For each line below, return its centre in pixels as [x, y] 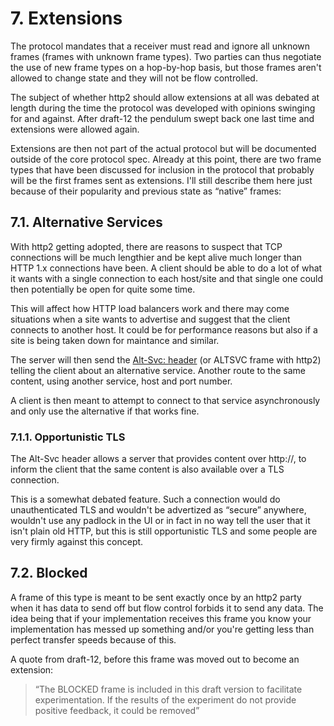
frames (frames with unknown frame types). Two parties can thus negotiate [166, 56]
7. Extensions [66, 18]
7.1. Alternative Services [86, 222]
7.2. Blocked [49, 573]
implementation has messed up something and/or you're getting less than [162, 629]
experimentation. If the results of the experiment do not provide [165, 699]
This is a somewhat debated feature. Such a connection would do [145, 499]
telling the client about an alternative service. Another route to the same [158, 370]
